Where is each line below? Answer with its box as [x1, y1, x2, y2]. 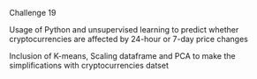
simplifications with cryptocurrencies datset [9, 61, 170, 70]
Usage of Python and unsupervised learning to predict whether [9, 25, 239, 34]
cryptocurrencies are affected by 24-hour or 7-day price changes [9, 34, 249, 44]
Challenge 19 [9, 8, 57, 18]
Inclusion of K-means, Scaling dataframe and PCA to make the [9, 51, 236, 61]
